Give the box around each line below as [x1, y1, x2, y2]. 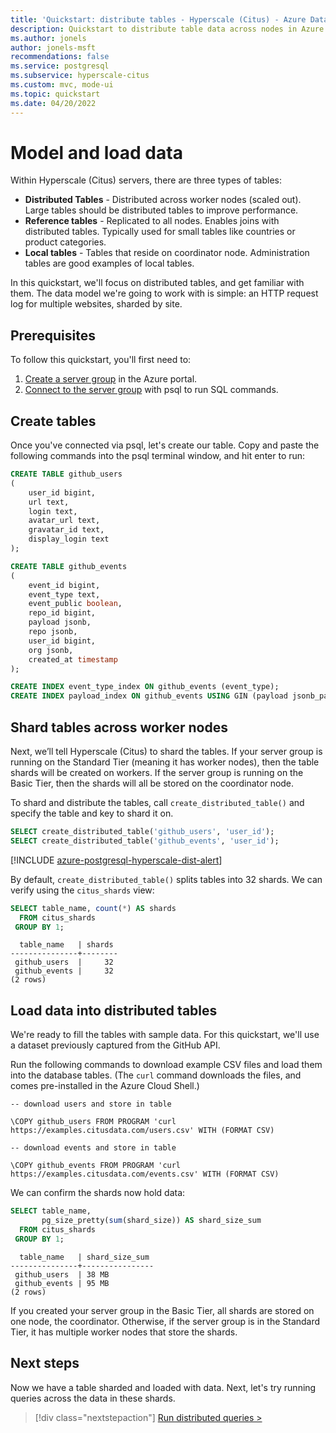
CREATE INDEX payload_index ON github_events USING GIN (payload [10, 691, 288, 701]
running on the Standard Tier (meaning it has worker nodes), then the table [10, 756, 320, 768]
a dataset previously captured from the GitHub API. [10, 1039, 221, 1051]
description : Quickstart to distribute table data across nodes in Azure [10, 24, 325, 34]
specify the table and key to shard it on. [10, 807, 174, 819]
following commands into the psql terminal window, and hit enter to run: [10, 450, 306, 462]
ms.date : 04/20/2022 [10, 98, 97, 108]
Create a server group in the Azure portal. [24, 373, 198, 385]
